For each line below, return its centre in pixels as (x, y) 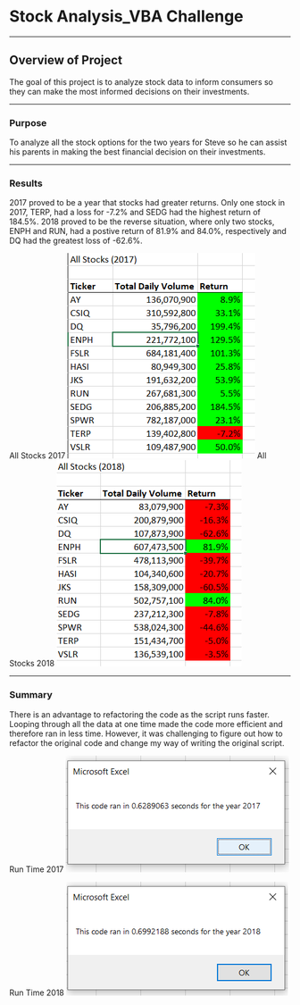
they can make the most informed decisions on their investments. (129, 91)
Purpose (28, 122)
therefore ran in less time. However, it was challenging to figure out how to (146, 733)
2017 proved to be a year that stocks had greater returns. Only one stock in (147, 203)
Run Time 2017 (37, 869)
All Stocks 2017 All (138, 456)
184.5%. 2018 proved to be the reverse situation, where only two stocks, (142, 222)
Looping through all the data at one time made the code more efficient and (146, 724)
